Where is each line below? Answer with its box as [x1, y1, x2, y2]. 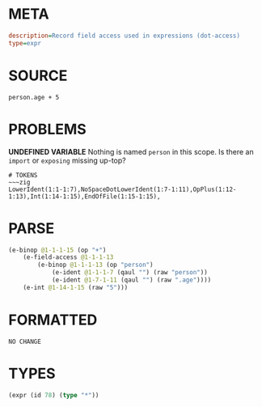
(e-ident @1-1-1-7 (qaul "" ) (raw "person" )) [51, 269, 208, 277]
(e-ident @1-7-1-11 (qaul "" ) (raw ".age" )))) [51, 276, 212, 284]
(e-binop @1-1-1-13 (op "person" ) [37, 261, 154, 269]
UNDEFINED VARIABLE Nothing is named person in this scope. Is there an [8, 146, 254, 156]
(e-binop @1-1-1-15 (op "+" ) [8, 246, 107, 254]
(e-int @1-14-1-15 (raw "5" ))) [23, 283, 129, 291]
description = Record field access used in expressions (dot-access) [8, 32, 241, 40]
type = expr [8, 39, 42, 47]
